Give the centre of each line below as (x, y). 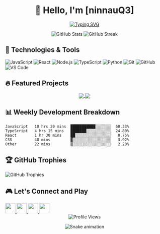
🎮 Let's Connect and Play (47, 191)
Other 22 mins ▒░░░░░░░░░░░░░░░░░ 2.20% (67, 144)
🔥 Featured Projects (37, 83)
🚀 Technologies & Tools (43, 50)
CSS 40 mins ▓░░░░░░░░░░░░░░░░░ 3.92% (67, 140)
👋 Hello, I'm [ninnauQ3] (85, 10)
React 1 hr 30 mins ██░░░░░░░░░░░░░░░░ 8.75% (67, 135)
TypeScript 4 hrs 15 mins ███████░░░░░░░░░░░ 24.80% (67, 131)
